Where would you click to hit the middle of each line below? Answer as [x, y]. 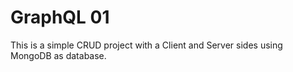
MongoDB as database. [58, 55]
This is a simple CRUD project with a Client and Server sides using [146, 45]
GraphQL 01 [60, 17]
